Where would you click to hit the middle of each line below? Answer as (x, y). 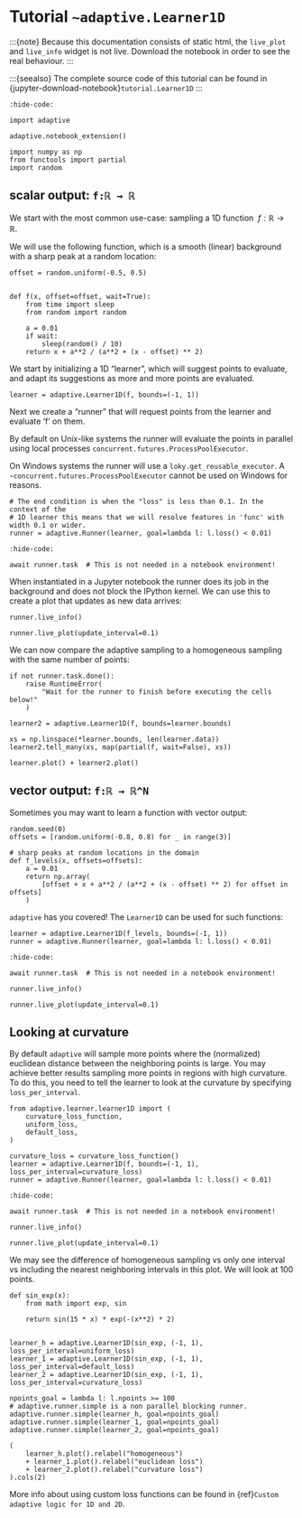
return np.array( (58, 876)
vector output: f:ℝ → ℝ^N (79, 791)
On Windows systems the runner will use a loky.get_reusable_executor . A (147, 465)
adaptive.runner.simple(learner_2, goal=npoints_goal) (114, 1430)
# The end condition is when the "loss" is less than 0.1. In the (137, 501)
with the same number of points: (69, 659)
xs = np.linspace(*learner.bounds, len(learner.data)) (114, 739)
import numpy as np (46, 152)
